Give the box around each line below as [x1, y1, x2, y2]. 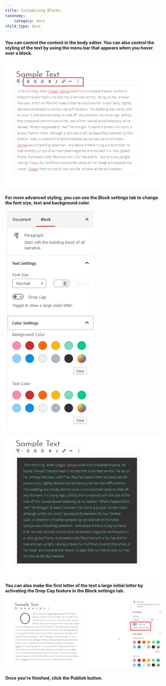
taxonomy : [5, 13, 26, 18]
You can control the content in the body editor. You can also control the [5, 40, 155, 46]
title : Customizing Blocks [5, 8, 61, 13]
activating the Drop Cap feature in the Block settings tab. [5, 588, 125, 593]
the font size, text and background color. [5, 200, 91, 206]
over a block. [5, 50, 33, 56]
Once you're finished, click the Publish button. [5, 675, 103, 681]
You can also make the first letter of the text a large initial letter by [5, 582, 144, 588]
